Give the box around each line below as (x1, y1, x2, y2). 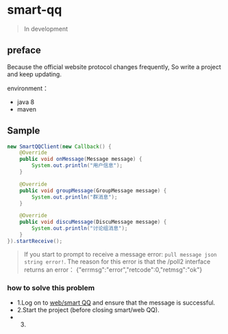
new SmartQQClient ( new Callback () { (7, 143, 112, 150)
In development (23, 25, 68, 33)
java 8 (16, 98, 35, 106)
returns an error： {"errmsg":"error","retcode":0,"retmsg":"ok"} (23, 266, 203, 274)
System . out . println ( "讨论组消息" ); (31, 225, 128, 232)
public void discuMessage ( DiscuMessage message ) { (19, 218, 167, 226)
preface (7, 44, 41, 56)
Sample (7, 125, 40, 137)
